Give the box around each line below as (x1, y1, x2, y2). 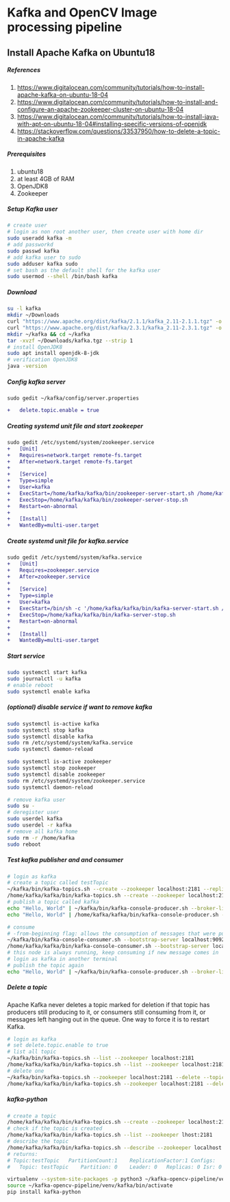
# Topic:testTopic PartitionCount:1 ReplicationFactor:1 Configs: (7, 1157, 216, 1164)
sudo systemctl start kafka (7, 669, 88, 676)
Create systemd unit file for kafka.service (7, 537, 129, 545)
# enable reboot (7, 682, 53, 689)
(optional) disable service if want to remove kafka (7, 703, 153, 711)
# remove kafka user (7, 796, 66, 803)
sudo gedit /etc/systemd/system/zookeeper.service (7, 439, 155, 446)
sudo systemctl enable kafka (7, 688, 90, 695)
